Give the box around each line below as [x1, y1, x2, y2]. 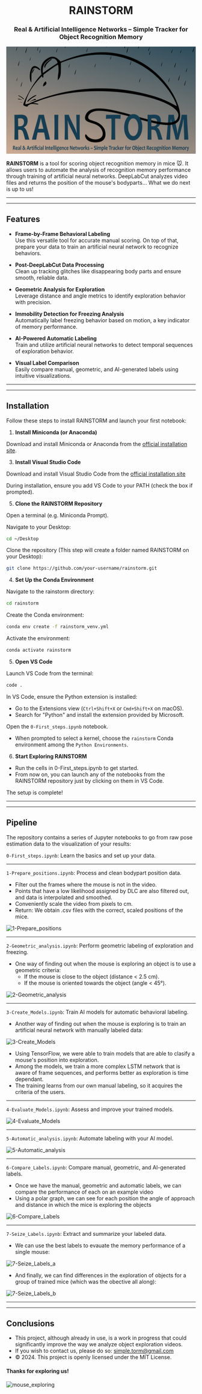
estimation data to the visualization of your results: [6, 840, 131, 847]
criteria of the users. [14, 1088, 66, 1095]
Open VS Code [14, 658, 53, 665]
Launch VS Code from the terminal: [6, 669, 94, 676]
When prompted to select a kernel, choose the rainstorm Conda [14, 734, 174, 742]
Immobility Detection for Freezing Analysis [14, 310, 124, 317]
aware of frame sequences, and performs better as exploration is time [14, 1069, 189, 1076]
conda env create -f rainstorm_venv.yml [6, 624, 109, 630]
